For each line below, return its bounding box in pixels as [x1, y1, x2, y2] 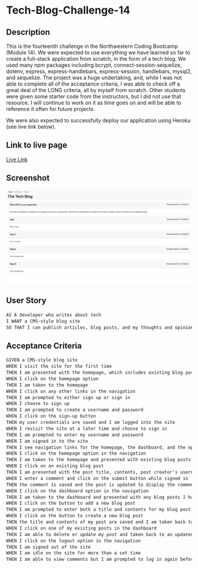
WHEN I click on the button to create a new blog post [6, 513, 144, 519]
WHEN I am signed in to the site [6, 438, 88, 444]
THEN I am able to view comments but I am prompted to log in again [6, 556, 178, 563]
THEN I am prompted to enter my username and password [6, 432, 144, 438]
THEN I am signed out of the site [6, 544, 91, 550]
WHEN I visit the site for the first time [6, 364, 112, 370]
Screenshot [6, 173, 50, 183]
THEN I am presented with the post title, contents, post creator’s [6, 469, 178, 475]
